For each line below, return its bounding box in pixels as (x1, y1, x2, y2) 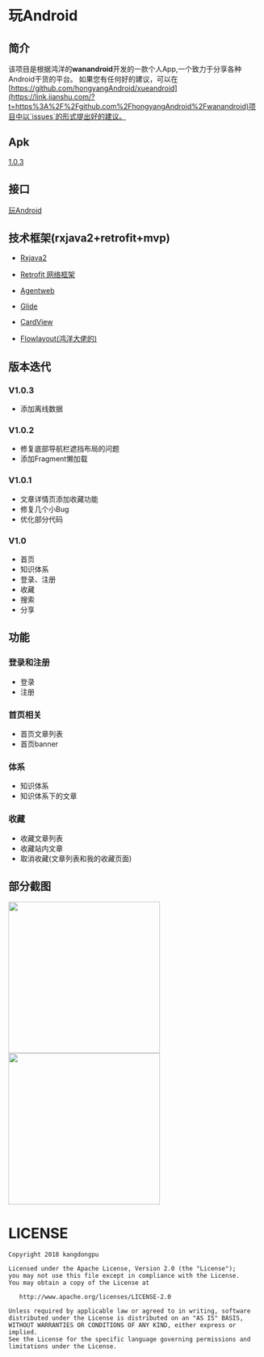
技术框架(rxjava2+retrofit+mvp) (8, 231, 171, 246)
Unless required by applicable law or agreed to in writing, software (8, 1307, 251, 1316)
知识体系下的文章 (19, 792, 78, 801)
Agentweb (19, 286, 55, 296)
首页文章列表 (19, 729, 63, 738)
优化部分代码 (19, 514, 63, 524)
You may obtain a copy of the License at (8, 1279, 150, 1288)
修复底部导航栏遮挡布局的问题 (19, 444, 119, 454)
